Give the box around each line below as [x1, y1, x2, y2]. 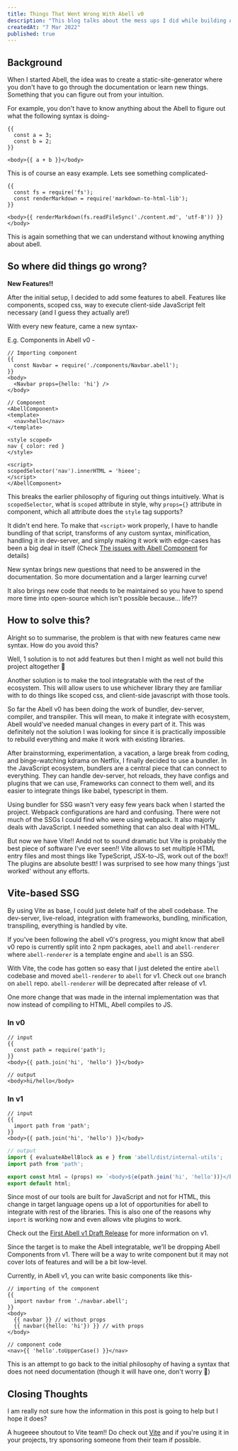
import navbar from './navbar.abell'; [13, 1298, 129, 1305]
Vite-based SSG [7, 887, 80, 899]
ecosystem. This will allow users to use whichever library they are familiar [7, 683, 222, 692]
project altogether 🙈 [7, 662, 66, 671]
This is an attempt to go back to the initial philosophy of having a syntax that [7, 1360, 230, 1369]
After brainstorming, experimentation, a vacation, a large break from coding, [7, 748, 229, 757]
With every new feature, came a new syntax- [7, 322, 138, 330]
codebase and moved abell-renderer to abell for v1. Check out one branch [7, 971, 227, 980]
